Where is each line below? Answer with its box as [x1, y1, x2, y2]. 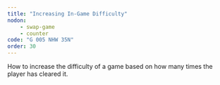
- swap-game [20, 23, 55, 30]
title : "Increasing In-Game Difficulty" [7, 10, 128, 18]
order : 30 [7, 43, 37, 50]
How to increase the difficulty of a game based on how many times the [7, 63, 213, 70]
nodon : [7, 17, 27, 24]
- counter [20, 30, 49, 37]
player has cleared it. [7, 70, 68, 78]
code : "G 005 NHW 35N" [7, 37, 74, 44]
